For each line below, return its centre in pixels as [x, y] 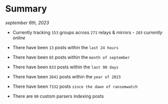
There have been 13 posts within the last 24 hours [65, 47]
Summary [26, 9]
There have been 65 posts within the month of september [71, 57]
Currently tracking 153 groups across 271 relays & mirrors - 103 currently [88, 32]
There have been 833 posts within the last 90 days [65, 67]
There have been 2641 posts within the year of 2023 [67, 76]
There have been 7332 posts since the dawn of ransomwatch [75, 86]
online [19, 38]
